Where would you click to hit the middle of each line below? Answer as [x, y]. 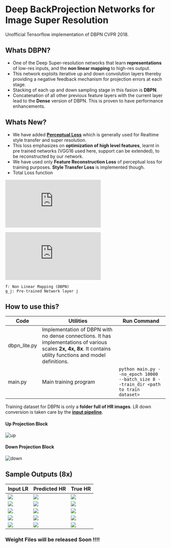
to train [129, 390]
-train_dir [132, 385]
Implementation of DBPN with [77, 329]
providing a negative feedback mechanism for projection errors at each [87, 79]
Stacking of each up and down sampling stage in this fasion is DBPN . [85, 90]
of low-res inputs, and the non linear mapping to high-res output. [81, 68]
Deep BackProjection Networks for [80, 9]
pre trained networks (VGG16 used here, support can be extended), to [86, 151]
